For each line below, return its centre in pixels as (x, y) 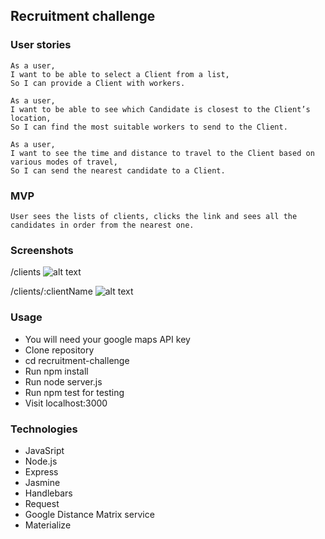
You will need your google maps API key (107, 339)
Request (42, 503)
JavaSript (44, 450)
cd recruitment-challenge (77, 360)
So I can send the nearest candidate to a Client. (118, 170)
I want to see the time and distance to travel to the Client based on (162, 153)
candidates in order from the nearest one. (102, 225)
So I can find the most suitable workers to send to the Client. (149, 127)
